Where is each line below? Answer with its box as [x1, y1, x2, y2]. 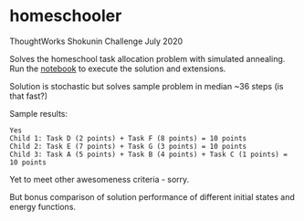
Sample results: [9, 108, 68, 119]
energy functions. [9, 201, 76, 212]
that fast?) [9, 90, 48, 101]
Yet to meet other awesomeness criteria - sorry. [9, 174, 190, 184]
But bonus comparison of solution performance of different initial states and [9, 191, 295, 202]
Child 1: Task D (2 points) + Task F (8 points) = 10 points [9, 133, 247, 142]
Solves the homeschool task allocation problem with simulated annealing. [9, 53, 286, 64]
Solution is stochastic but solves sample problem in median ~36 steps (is [9, 80, 284, 91]
